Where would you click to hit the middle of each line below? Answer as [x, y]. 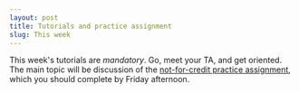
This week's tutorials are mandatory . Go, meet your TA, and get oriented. [146, 60]
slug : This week [40, 34]
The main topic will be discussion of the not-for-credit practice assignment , [150, 70]
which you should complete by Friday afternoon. [100, 79]
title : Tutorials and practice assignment [91, 26]
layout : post [34, 18]
